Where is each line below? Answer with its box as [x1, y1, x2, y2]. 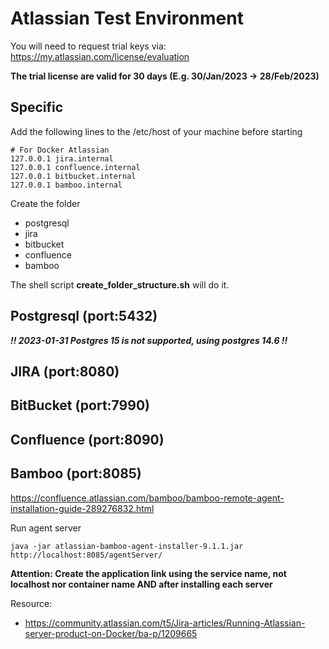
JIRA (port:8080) [10, 363, 120, 380]
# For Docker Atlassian [10, 145, 110, 155]
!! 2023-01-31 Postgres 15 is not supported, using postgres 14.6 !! [10, 334, 288, 346]
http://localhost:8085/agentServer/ [10, 550, 163, 560]
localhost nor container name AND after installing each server [10, 578, 273, 590]
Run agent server [10, 522, 82, 534]
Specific [10, 99, 64, 116]
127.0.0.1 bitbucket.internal [10, 171, 137, 181]
